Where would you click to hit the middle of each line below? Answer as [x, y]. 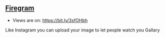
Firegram [20, 8]
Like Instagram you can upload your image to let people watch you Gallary [83, 30]
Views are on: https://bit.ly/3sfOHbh [50, 20]
